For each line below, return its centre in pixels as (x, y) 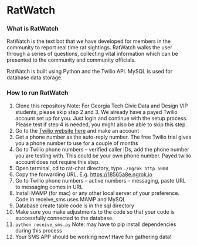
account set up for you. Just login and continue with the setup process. (101, 118)
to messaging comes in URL (49, 187)
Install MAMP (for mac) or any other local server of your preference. (97, 193)
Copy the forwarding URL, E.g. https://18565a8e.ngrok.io (84, 174)
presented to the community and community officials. (71, 60)
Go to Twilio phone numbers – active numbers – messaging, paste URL (101, 180)
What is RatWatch (33, 29)
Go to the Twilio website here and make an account (77, 130)
